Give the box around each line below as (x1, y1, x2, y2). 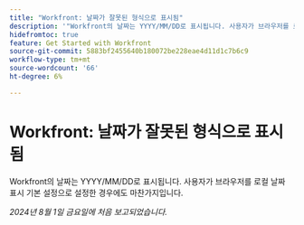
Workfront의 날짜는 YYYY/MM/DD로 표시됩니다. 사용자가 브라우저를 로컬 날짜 (9, 175, 286, 186)
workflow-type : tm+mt (9, 55, 91, 64)
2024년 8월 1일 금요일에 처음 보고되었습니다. (9, 206, 167, 217)
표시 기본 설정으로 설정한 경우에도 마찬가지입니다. (9, 187, 184, 198)
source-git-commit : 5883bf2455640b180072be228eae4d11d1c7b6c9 (9, 47, 249, 56)
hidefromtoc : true (9, 30, 79, 39)
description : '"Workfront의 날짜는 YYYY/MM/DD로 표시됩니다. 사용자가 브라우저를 (9, 22, 290, 31)
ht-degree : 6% (9, 72, 63, 81)
